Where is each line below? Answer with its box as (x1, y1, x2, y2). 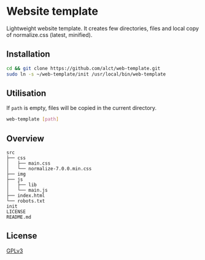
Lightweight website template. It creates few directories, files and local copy (6, 25, 199, 32)
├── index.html (6, 192, 45, 199)
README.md (6, 214, 32, 220)
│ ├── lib (6, 182, 37, 188)
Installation (6, 49, 50, 60)
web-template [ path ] (6, 116, 60, 122)
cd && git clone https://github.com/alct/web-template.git (6, 65, 161, 71)
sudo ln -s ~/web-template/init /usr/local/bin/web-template (6, 71, 166, 77)
